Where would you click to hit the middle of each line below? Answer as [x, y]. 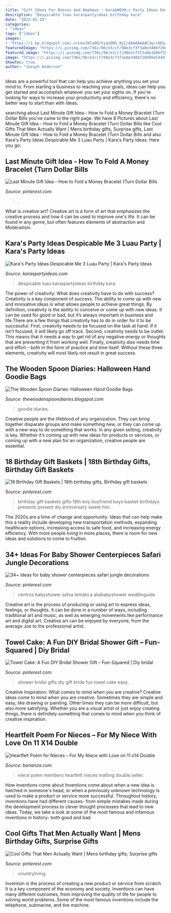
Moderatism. [19, 227]
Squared [19, 650]
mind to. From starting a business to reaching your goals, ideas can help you [85, 87]
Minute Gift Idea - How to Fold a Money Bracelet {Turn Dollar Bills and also [83, 135]
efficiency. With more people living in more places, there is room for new [81, 533]
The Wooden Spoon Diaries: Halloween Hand [78, 369]
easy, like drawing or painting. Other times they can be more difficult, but [82, 703]
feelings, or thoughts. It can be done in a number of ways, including [76, 610]
